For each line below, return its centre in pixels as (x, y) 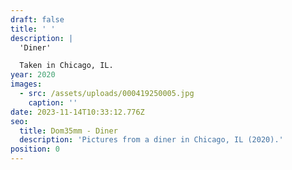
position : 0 (35, 149)
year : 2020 (33, 75)
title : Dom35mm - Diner (68, 131)
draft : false (37, 19)
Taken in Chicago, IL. (66, 66)
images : (26, 84)
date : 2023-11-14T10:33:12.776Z (77, 112)
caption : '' (53, 102)
